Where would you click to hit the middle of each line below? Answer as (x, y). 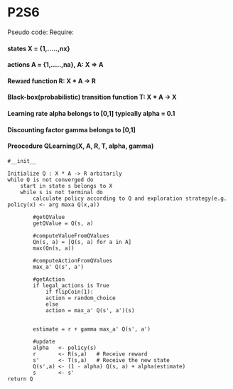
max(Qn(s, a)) (54, 248)
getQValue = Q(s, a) (63, 223)
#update (44, 341)
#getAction (49, 279)
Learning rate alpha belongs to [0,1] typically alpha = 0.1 (91, 113)
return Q (20, 379)
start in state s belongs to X (66, 186)
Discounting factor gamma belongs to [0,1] (72, 129)
